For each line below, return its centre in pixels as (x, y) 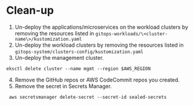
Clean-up (30, 10)
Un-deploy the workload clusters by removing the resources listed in (99, 45)
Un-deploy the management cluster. (59, 57)
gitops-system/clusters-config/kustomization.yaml (79, 52)
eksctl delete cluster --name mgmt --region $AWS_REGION (78, 69)
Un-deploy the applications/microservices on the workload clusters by (101, 27)
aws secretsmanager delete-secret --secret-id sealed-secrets (88, 97)
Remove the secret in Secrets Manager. (63, 86)
